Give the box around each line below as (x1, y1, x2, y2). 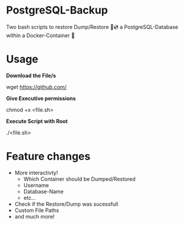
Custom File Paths (14, 207, 59, 214)
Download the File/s (6, 72, 56, 79)
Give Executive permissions (6, 95, 76, 102)
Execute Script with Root (6, 117, 68, 124)
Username (23, 181, 49, 188)
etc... (23, 194, 37, 201)
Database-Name (23, 188, 64, 195)
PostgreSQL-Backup (6, 4, 108, 17)
